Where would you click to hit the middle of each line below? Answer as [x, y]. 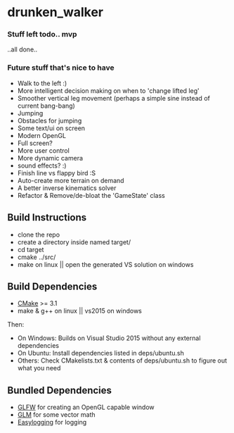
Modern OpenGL [42, 135]
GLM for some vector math [57, 415]
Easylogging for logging [52, 422]
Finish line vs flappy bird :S [57, 172]
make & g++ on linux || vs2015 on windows [80, 311]
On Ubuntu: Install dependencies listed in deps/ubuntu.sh [100, 353]
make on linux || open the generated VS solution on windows [105, 264]
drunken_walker [56, 12]
